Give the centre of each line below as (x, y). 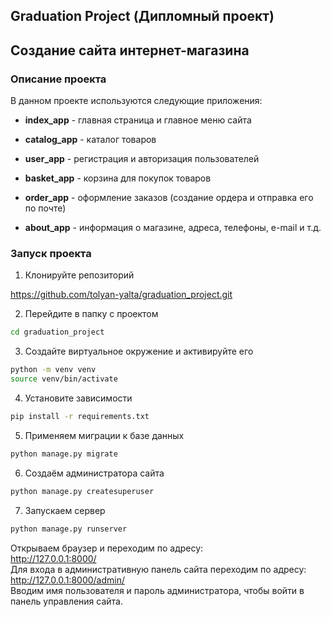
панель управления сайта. (66, 601)
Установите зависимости (78, 398)
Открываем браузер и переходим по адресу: (107, 548)
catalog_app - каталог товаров (90, 140)
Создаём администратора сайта (94, 473)
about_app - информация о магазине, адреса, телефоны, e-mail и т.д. (173, 228)
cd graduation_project (57, 332)
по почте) (45, 208)
